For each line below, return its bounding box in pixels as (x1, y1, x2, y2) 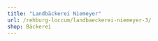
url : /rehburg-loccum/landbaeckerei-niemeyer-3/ (7, 17, 152, 24)
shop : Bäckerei (7, 23, 52, 30)
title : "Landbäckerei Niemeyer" (7, 10, 101, 17)
